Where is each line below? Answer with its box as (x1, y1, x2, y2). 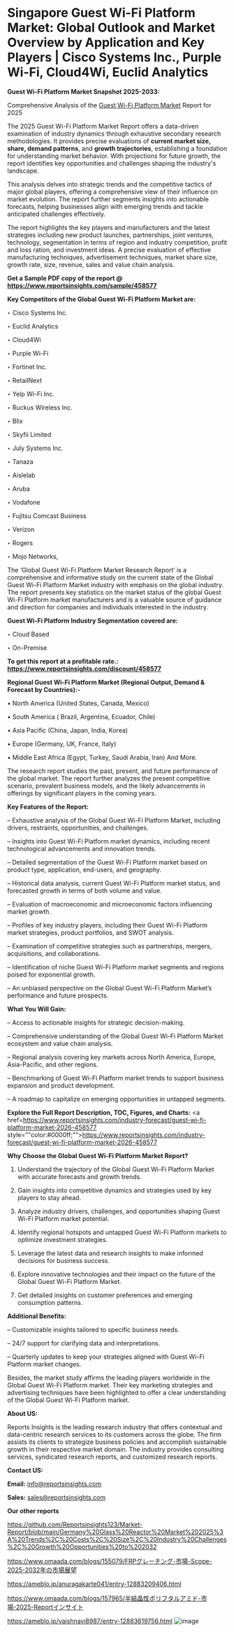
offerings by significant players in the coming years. (7, 788, 157, 797)
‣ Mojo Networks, (7, 552, 59, 561)
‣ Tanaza (7, 457, 34, 465)
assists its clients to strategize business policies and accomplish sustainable (7, 1438, 227, 1446)
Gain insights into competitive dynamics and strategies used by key (17, 1186, 212, 1194)
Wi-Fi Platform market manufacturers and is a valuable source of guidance (7, 595, 222, 604)
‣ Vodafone (7, 498, 41, 506)
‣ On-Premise (7, 643, 47, 651)
